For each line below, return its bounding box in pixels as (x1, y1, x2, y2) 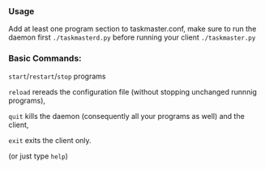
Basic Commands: (8, 53, 83, 64)
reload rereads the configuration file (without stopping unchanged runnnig (8, 87, 258, 96)
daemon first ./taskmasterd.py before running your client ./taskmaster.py (8, 32, 256, 42)
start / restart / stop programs (8, 71, 106, 81)
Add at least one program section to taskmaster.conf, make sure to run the (8, 24, 257, 34)
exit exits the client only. (8, 135, 92, 145)
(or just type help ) (8, 151, 69, 161)
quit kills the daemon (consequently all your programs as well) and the (8, 111, 245, 120)
